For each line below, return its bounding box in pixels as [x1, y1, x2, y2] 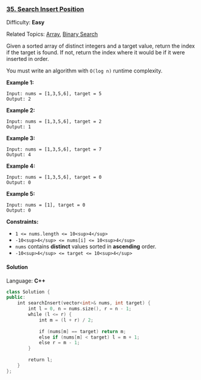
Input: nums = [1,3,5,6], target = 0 [6, 174, 102, 181]
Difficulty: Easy [6, 19, 45, 26]
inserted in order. [6, 56, 50, 63]
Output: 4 [6, 152, 32, 158]
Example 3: [6, 135, 35, 142]
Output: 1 [6, 124, 32, 130]
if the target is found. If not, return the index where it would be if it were [6, 49, 185, 56]
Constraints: [6, 218, 39, 226]
